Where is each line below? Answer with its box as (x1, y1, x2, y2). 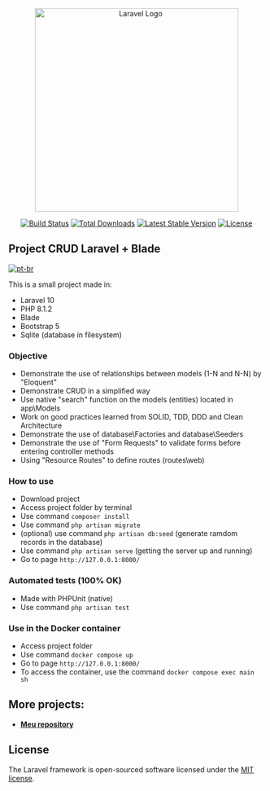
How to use (8, 476, 54, 487)
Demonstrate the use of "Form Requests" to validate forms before (20, 438, 242, 448)
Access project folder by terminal (20, 503, 133, 512)
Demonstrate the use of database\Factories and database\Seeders (20, 429, 244, 439)
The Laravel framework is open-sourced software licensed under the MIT (8, 764, 255, 774)
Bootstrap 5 (20, 321, 60, 331)
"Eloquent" (20, 377, 57, 387)
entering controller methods (20, 446, 114, 456)
